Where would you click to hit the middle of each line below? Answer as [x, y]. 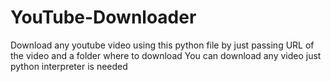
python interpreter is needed [69, 66]
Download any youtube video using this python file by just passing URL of [162, 45]
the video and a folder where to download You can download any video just [166, 55]
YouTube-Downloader [103, 17]
